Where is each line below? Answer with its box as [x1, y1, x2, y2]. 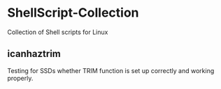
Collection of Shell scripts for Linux [7, 28, 108, 36]
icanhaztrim [7, 48, 62, 60]
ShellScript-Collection [7, 5, 139, 21]
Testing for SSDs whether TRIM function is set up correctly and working [7, 66, 215, 74]
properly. [7, 74, 34, 82]
